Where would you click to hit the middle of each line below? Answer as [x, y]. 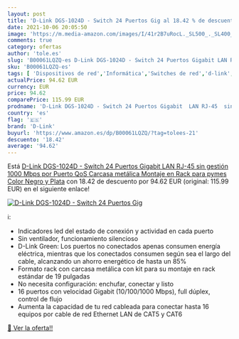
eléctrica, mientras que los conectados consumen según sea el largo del [124, 254]
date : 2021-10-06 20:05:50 [47, 27]
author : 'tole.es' [34, 54]
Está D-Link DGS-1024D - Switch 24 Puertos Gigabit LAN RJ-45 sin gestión [118, 166]
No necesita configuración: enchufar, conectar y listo [96, 284]
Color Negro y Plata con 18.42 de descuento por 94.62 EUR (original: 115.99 [118, 181]
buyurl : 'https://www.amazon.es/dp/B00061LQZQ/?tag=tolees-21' [103, 133]
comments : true [30, 41]
